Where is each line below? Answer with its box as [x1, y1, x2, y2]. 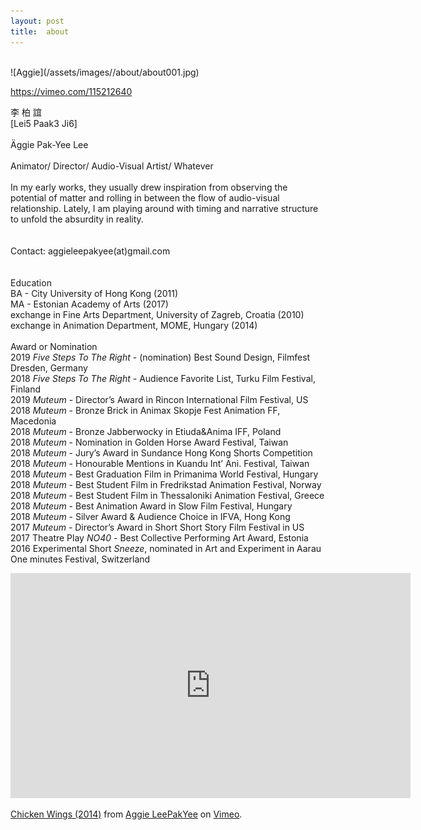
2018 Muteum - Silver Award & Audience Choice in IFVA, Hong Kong [10, 510, 291, 522]
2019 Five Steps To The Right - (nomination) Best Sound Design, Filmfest [10, 351, 311, 363]
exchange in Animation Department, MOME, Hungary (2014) [10, 319, 258, 331]
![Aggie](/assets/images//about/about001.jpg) [10, 66, 200, 78]
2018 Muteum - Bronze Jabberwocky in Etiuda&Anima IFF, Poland [10, 425, 282, 437]
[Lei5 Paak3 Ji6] [10, 117, 78, 129]
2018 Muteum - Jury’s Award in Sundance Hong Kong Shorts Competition [10, 446, 313, 459]
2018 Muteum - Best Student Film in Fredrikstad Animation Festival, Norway [10, 478, 322, 490]
